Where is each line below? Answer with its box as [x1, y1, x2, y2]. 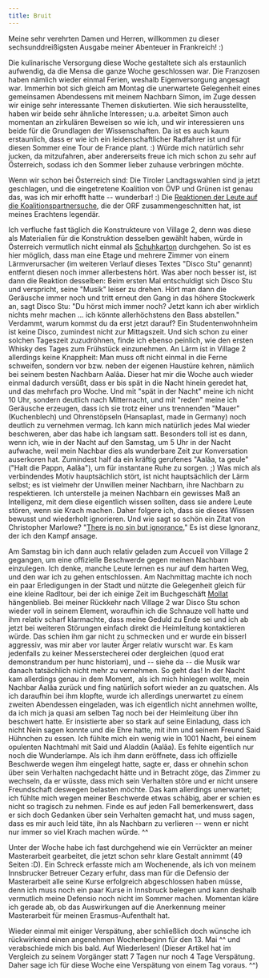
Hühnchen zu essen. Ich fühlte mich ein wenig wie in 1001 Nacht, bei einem [8, 733, 257, 743]
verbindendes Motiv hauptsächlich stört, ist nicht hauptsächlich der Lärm [8, 471, 250, 481]
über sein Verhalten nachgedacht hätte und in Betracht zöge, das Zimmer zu [8, 768, 261, 777]
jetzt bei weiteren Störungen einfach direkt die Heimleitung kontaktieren [8, 623, 246, 632]
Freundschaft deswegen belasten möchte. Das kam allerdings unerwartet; [8, 784, 252, 794]
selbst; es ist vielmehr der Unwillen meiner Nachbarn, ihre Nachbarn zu [8, 479, 244, 489]
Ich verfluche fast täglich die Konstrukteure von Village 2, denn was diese [8, 225, 251, 234]
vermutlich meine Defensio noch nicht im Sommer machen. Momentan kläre [8, 893, 259, 903]
